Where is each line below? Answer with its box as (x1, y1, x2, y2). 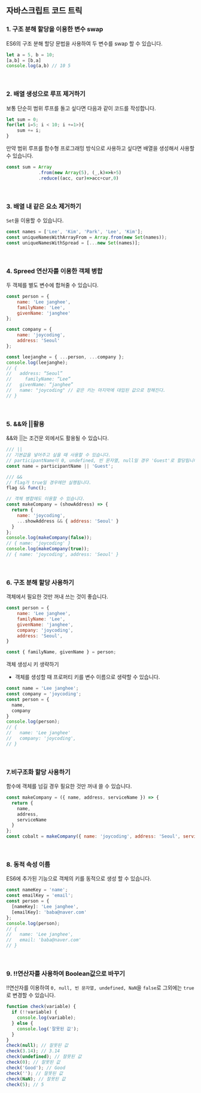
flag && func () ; (6, 485, 47, 491)
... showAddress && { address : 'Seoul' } (17, 518, 119, 524)
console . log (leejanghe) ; (6, 360, 68, 366)
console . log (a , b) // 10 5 (6, 63, 71, 69)
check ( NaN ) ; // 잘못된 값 (6, 1076, 66, 1082)
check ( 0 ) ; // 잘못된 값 (6, 1059, 61, 1065)
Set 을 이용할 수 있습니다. (6, 217, 64, 224)
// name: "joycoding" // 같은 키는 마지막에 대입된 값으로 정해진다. (6, 388, 166, 394)
